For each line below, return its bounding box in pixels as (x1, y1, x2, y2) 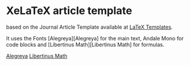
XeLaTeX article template (6, 4, 133, 18)
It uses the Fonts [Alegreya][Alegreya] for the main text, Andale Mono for (6, 35, 184, 42)
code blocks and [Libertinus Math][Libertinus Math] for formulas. (6, 41, 165, 48)
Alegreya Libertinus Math (6, 52, 68, 59)
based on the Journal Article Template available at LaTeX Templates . (6, 23, 173, 30)
